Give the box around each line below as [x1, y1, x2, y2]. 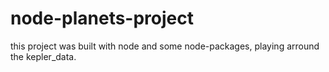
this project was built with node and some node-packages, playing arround [10, 40, 320, 52]
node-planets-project [10, 7, 195, 30]
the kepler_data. [10, 50, 77, 62]
